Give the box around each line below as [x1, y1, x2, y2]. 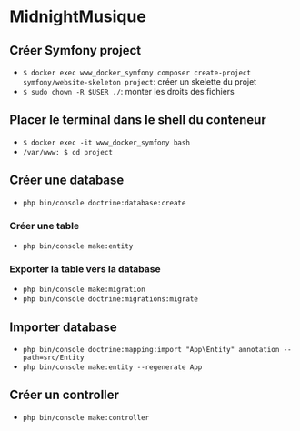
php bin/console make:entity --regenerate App [22, 363, 203, 372]
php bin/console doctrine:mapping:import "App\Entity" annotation [22, 346, 280, 355]
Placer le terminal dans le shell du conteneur [9, 112, 266, 128]
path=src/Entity [22, 353, 85, 363]
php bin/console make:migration [22, 285, 145, 295]
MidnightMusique [9, 6, 147, 27]
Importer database [9, 319, 117, 335]
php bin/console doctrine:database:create [22, 198, 186, 207]
